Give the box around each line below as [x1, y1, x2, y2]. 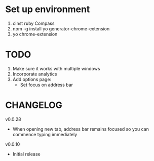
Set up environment [5, 4, 90, 15]
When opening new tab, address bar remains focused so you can [12, 126, 149, 132]
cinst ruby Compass [12, 20, 55, 26]
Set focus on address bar [20, 82, 73, 88]
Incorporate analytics [12, 71, 57, 77]
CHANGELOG [5, 100, 62, 111]
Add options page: [12, 76, 52, 82]
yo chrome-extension [12, 31, 58, 37]
